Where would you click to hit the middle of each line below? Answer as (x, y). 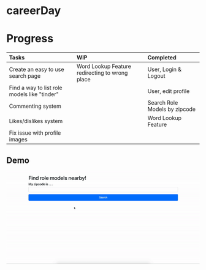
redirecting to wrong (102, 73)
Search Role (163, 103)
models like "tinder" (34, 94)
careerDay (34, 11)
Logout (156, 76)
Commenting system (35, 106)
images (18, 139)
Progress (30, 39)
